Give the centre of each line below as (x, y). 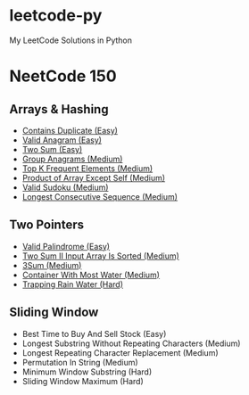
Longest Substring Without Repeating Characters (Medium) (131, 343)
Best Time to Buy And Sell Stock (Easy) (94, 333)
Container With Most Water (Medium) (91, 275)
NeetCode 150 (63, 76)
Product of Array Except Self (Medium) (94, 177)
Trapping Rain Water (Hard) (72, 284)
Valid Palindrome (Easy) (66, 246)
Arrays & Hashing (59, 109)
